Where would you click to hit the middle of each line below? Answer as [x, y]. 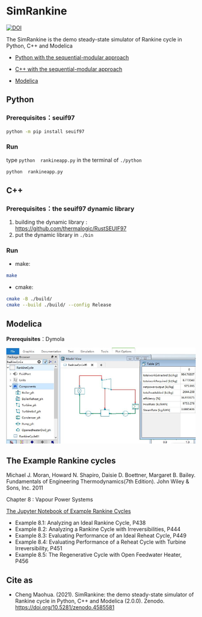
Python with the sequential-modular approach [72, 57]
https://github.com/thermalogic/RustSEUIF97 [71, 229]
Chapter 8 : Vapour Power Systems [50, 500]
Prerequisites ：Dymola [35, 339]
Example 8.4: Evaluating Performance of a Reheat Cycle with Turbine [100, 542]
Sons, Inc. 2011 [25, 488]
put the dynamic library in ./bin [54, 235]
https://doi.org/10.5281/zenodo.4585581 [65, 607]
